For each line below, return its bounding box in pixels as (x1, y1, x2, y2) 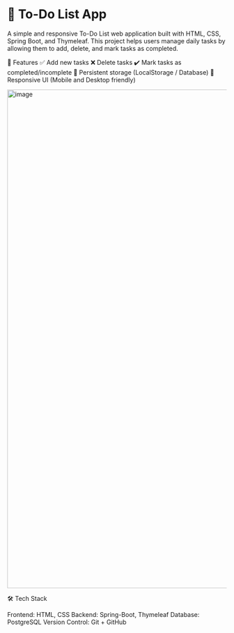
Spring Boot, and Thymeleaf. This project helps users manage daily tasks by (7, 36, 226, 45)
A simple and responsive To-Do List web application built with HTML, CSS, (7, 29, 221, 38)
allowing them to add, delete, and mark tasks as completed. (7, 44, 179, 52)
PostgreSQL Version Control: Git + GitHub (7, 618, 127, 626)
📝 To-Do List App (7, 6, 107, 22)
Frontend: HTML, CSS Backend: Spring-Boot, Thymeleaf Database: (7, 610, 200, 618)
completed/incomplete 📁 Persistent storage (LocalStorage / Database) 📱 (7, 68, 214, 76)
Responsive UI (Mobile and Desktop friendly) (7, 75, 136, 84)
